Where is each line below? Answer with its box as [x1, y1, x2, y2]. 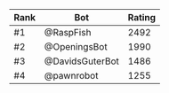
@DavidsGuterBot [44, 55, 120, 67]
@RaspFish [44, 27, 92, 38]
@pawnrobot [44, 70, 99, 81]
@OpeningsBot [44, 41, 109, 52]
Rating [127, 12, 157, 23]
